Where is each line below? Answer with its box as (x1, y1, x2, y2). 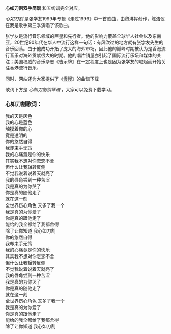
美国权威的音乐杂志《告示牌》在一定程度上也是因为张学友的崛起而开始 (14, 59, 161, 64)
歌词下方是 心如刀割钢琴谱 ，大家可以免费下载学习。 (5, 87, 115, 92)
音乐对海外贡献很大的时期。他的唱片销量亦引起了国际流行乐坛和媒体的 (9, 52, 157, 58)
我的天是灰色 (5, 113, 32, 119)
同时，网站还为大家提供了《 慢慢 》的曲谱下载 (5, 76, 99, 82)
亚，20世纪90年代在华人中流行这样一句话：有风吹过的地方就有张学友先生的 (5, 39, 164, 45)
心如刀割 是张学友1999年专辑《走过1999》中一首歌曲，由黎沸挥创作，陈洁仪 (5, 16, 165, 22)
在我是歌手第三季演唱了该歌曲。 (5, 22, 72, 28)
